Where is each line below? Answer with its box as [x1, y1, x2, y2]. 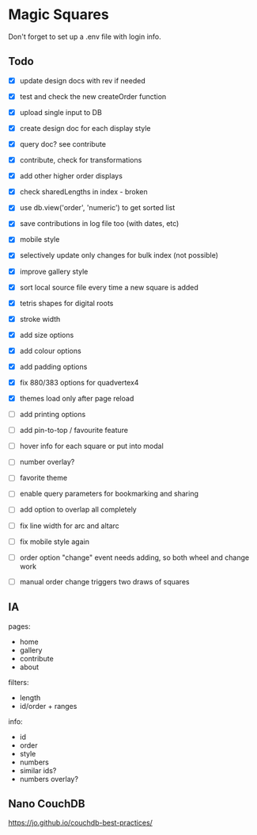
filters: [8, 677, 29, 687]
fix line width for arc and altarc [19, 521, 120, 530]
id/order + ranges [19, 701, 77, 711]
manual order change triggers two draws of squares [19, 576, 190, 586]
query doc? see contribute [19, 140, 107, 148]
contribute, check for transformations [19, 155, 142, 165]
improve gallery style [19, 266, 89, 276]
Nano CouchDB [8, 797, 85, 810]
